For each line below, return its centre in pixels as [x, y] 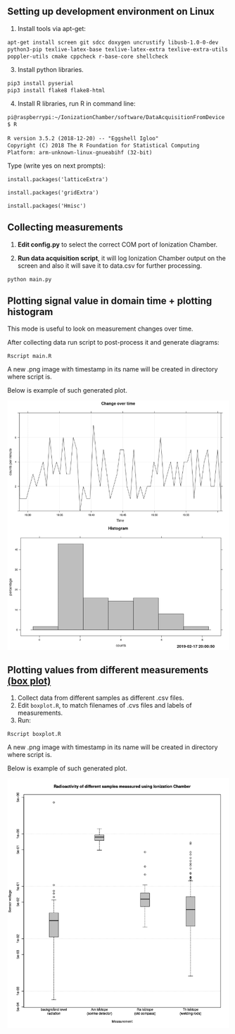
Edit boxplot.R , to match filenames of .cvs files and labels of [104, 706]
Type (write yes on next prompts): [56, 166]
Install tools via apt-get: [51, 28]
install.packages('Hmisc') [47, 206]
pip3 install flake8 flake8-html [56, 90]
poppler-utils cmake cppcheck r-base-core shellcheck [88, 56]
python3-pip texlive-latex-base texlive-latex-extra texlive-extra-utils [118, 49]
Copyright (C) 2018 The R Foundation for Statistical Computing [103, 145]
